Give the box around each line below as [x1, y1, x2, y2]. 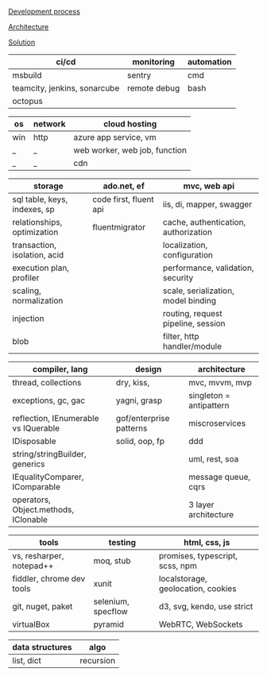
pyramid [93, 619, 125, 630]
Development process [8, 7, 81, 16]
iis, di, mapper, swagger [162, 199, 253, 210]
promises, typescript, [158, 550, 238, 561]
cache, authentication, [162, 217, 246, 227]
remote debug [126, 83, 180, 94]
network [33, 118, 66, 129]
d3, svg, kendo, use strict [158, 601, 253, 612]
